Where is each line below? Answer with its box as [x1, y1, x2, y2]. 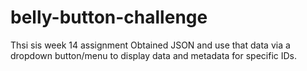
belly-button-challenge [10, 6, 208, 29]
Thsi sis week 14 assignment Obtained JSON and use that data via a [10, 39, 291, 51]
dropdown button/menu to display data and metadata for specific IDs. [10, 49, 298, 61]
